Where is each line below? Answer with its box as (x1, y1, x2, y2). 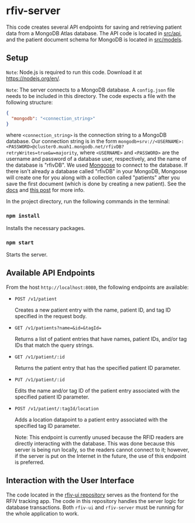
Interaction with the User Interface (6, 475, 135, 485)
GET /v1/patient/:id (14, 354, 65, 360)
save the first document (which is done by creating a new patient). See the (6, 180, 186, 187)
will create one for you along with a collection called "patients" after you (6, 174, 180, 181)
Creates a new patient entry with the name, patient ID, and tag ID (14, 306, 171, 313)
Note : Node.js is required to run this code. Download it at (6, 69, 142, 76)
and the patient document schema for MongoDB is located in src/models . (6, 36, 183, 43)
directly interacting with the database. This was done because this (14, 440, 175, 447)
